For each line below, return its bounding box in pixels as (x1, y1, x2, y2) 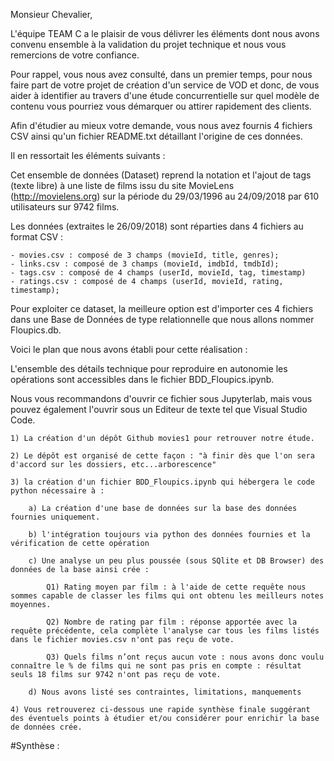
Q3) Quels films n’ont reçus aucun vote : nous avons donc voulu (46, 652, 325, 662)
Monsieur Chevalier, (10, 9, 93, 20)
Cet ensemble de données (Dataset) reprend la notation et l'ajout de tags (10, 169, 312, 181)
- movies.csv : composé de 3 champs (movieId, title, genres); (10, 250, 280, 260)
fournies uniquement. (10, 512, 101, 522)
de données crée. (10, 722, 83, 732)
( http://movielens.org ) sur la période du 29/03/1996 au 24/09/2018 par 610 (10, 190, 319, 202)
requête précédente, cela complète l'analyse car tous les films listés (10, 626, 320, 636)
